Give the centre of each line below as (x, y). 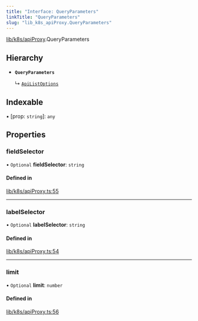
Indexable (25, 102)
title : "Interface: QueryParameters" (52, 12)
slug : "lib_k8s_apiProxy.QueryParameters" (59, 22)
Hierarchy (25, 58)
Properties (26, 135)
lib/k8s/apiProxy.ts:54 (33, 251)
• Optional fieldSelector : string (45, 164)
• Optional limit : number (34, 285)
